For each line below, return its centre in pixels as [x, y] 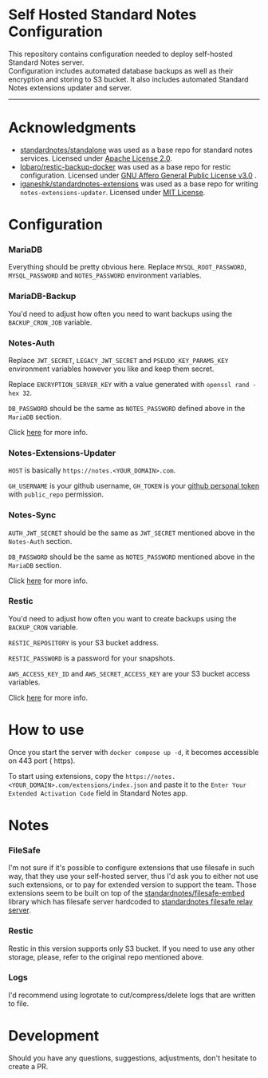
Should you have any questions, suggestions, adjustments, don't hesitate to [132, 1058]
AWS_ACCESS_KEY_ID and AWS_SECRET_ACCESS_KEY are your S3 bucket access [129, 673]
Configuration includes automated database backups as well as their [121, 70]
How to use [46, 730]
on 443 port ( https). [42, 761]
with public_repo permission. [56, 494]
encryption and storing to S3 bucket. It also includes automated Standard [128, 79]
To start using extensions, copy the [66, 776]
